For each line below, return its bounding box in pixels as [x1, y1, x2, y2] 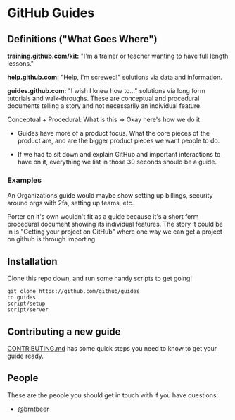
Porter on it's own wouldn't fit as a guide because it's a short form [7, 212, 199, 221]
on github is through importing [7, 235, 96, 244]
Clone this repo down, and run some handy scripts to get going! [7, 274, 192, 283]
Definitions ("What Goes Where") [7, 33, 158, 45]
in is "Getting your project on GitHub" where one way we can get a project [7, 227, 223, 236]
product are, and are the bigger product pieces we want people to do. [17, 136, 220, 145]
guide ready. [7, 352, 44, 360]
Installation [7, 256, 58, 268]
